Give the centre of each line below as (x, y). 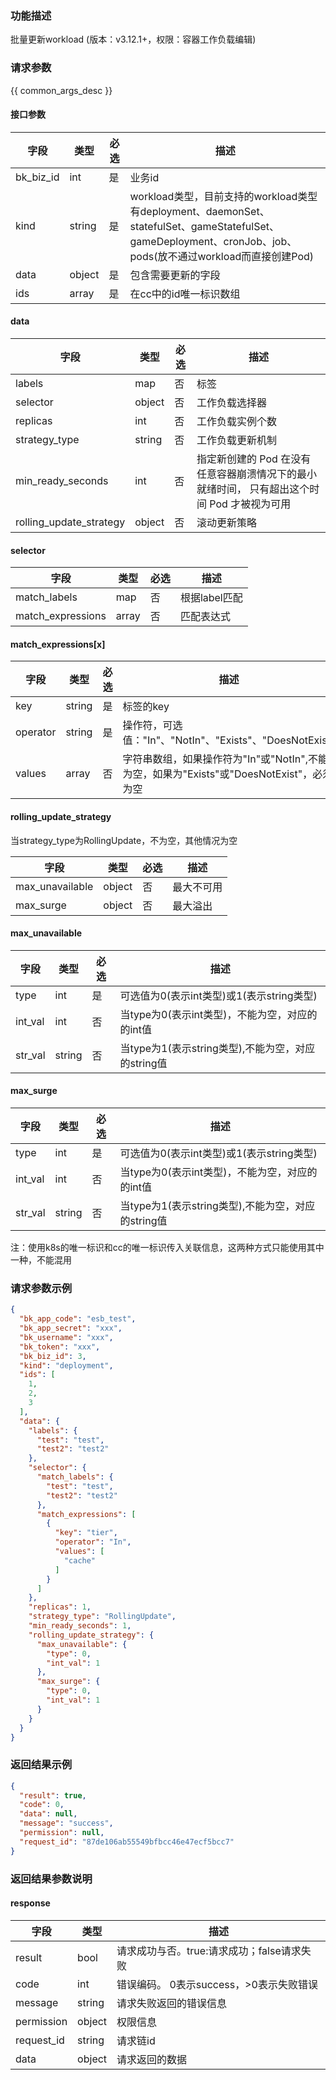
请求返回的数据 (152, 2059)
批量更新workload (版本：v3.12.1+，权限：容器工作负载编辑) (133, 39)
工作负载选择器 (232, 402)
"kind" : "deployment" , (66, 1365)
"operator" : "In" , (93, 1542)
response (30, 1903)
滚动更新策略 (227, 522)
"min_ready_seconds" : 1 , (80, 1626)
